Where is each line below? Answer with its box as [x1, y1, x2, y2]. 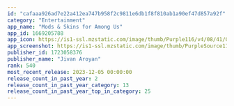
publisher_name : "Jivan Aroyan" [7, 56, 101, 63]
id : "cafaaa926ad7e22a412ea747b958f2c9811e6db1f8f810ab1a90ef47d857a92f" [7, 10, 226, 17]
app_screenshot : [7, 43, 54, 50]
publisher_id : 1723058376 [7, 50, 82, 56]
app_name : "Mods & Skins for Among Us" [7, 23, 123, 30]
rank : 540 [7, 62, 36, 69]
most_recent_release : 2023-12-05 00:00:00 [7, 68, 132, 75]
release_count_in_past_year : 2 [7, 75, 98, 82]
